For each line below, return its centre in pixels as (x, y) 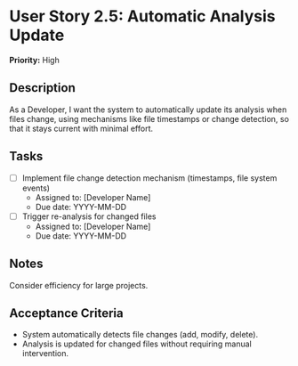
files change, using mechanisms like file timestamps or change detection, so (149, 118)
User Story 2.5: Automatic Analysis (142, 16)
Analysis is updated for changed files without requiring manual (137, 344)
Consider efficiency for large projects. (79, 285)
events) (36, 188)
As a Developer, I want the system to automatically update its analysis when (148, 110)
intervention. (45, 354)
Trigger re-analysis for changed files (89, 216)
